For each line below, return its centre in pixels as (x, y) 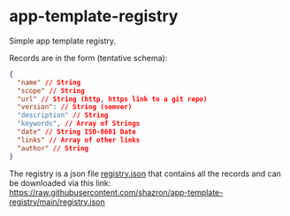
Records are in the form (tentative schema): (88, 58)
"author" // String (53, 148)
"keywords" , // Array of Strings (79, 124)
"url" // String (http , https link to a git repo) (112, 99)
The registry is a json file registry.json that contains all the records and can (145, 174)
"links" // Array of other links (79, 140)
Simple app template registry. (63, 41)
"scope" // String (51, 90)
